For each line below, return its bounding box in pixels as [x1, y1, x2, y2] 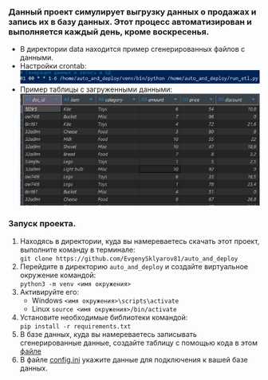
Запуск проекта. [8, 218, 77, 229]
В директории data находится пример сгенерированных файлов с [19, 45, 246, 54]
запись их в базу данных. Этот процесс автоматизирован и [8, 16, 253, 27]
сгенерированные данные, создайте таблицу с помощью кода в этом [19, 338, 258, 347]
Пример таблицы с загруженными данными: [19, 84, 173, 94]
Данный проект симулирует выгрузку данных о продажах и [8, 6, 257, 18]
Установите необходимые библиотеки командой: [19, 312, 188, 322]
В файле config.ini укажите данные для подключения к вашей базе [19, 355, 249, 364]
